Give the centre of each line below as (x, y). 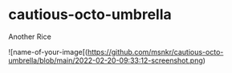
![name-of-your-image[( (48, 52)
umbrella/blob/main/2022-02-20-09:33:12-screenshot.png (106, 60)
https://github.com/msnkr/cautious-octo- (155, 52)
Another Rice (30, 36)
